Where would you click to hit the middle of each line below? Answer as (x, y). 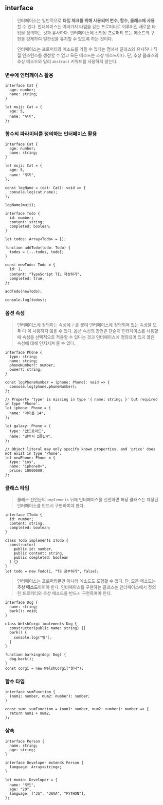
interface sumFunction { (30, 692)
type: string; (24, 357)
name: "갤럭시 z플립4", (31, 436)
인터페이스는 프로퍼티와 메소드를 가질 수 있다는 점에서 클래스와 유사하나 (84, 49)
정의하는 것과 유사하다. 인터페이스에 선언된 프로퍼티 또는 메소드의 (88, 32)
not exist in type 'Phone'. (34, 453)
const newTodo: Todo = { (30, 265)
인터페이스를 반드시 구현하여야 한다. (51, 506)
